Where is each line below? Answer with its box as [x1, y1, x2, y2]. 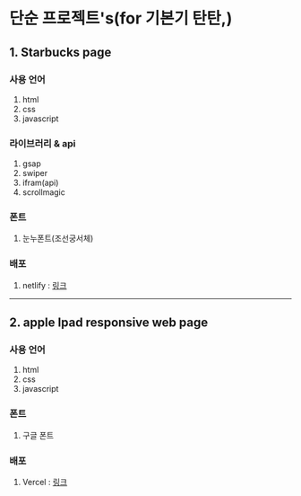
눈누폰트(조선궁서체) [21, 233, 94, 244]
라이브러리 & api [9, 137, 76, 149]
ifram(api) [21, 177, 59, 189]
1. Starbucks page [9, 44, 112, 59]
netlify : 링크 [21, 279, 67, 290]
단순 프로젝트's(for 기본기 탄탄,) [9, 8, 233, 29]
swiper [21, 168, 48, 179]
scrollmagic [21, 187, 65, 198]
